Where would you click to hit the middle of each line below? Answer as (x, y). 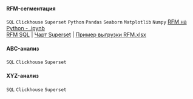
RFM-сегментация (31, 8)
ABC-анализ (23, 48)
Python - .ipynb (26, 28)
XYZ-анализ (23, 76)
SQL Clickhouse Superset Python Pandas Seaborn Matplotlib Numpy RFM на (96, 22)
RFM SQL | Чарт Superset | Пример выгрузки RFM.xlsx (76, 35)
